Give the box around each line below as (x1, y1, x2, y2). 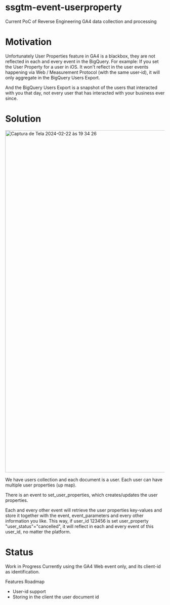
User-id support (12, 588, 47, 594)
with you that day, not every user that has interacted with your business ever (5, 89, 165, 96)
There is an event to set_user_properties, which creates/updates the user (5, 492, 158, 498)
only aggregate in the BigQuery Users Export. (5, 74, 100, 80)
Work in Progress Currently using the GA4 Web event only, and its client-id (5, 563, 161, 569)
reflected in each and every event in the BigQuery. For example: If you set (5, 58, 159, 65)
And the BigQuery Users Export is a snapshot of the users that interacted (5, 84, 158, 90)
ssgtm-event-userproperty (5, 2, 122, 13)
